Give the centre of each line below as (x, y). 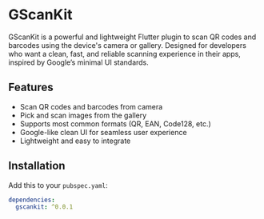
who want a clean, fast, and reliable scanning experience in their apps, (125, 54)
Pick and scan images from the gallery (83, 115)
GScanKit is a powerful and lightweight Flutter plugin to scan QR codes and (132, 37)
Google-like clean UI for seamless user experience (103, 132)
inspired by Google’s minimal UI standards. (79, 62)
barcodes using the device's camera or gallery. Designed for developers (127, 45)
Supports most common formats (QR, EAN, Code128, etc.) (116, 123)
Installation (37, 166)
